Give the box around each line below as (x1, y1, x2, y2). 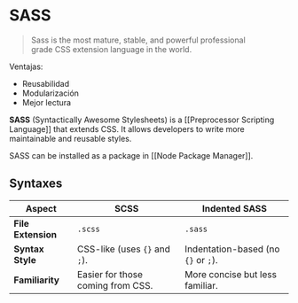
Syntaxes (9, 176, 63, 191)
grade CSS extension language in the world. (30, 43, 192, 54)
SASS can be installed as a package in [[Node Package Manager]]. (9, 150, 254, 160)
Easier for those (76, 268, 144, 280)
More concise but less (184, 268, 278, 280)
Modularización (21, 88, 80, 98)
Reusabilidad (21, 78, 70, 89)
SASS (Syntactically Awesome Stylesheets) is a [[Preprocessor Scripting (9, 114, 275, 125)
